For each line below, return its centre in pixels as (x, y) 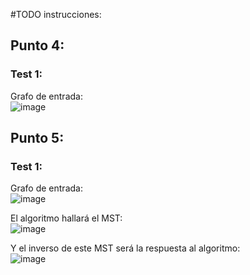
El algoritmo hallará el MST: (66, 218)
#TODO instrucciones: (56, 14)
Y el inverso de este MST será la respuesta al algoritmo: (125, 248)
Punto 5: (37, 138)
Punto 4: (37, 45)
